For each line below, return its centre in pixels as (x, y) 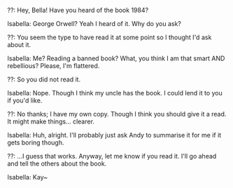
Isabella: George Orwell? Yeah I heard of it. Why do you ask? (94, 23)
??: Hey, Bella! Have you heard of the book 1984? (78, 10)
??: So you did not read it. (44, 79)
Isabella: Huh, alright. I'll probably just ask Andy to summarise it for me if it (114, 135)
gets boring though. (36, 142)
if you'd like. (25, 100)
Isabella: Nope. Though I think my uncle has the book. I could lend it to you (115, 93)
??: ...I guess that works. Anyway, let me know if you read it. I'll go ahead (112, 156)
